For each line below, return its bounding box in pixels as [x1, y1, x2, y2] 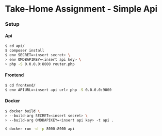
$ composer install [5, 48, 45, 53]
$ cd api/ [5, 44, 25, 49]
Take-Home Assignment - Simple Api [5, 3, 158, 15]
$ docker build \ [5, 108, 40, 114]
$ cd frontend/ [5, 83, 36, 88]
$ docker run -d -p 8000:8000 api [5, 126, 75, 132]
